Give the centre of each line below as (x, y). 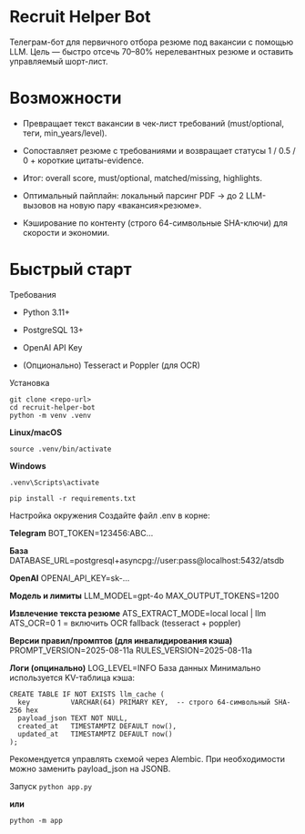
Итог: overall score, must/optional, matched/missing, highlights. (142, 178)
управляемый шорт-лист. (59, 61)
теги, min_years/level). (65, 133)
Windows (28, 465)
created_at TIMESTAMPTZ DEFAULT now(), (97, 726)
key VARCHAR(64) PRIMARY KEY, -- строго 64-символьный (144, 702)
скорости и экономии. (66, 232)
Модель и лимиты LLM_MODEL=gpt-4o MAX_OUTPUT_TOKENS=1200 (144, 595)
